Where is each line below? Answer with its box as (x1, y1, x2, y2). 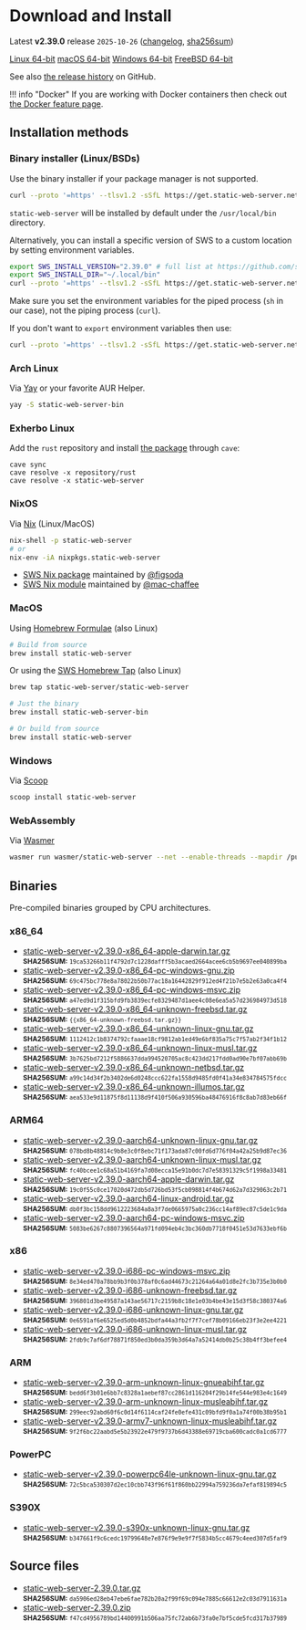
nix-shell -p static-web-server (9, 536, 132, 545)
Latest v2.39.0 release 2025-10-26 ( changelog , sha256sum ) (9, 36, 234, 47)
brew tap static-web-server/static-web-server (9, 683, 189, 692)
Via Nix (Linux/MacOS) (9, 517, 96, 529)
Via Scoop (9, 775, 48, 786)
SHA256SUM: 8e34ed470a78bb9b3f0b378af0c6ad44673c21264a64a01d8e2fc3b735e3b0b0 (22, 1277, 287, 1286)
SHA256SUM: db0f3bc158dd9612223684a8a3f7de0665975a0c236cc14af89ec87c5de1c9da (22, 1204, 287, 1214)
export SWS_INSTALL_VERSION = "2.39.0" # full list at (9, 262, 214, 271)
